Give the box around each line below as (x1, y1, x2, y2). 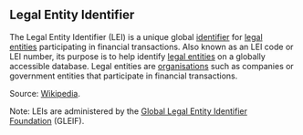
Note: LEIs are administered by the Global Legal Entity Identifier (9, 105, 248, 117)
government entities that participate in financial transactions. (9, 70, 238, 81)
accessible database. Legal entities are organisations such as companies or (9, 60, 294, 71)
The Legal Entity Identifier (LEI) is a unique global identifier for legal (9, 31, 263, 42)
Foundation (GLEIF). (9, 115, 85, 126)
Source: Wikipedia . (9, 88, 80, 99)
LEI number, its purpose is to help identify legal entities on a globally (9, 50, 266, 62)
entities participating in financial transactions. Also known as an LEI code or (9, 41, 294, 52)
